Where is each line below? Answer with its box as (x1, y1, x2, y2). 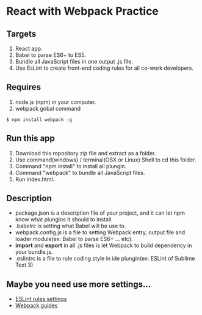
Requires (6, 82, 41, 92)
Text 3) (15, 261, 34, 269)
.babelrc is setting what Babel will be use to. (15, 222, 126, 230)
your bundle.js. (15, 248, 53, 256)
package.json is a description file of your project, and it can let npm (15, 209, 185, 217)
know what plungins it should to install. (15, 216, 113, 223)
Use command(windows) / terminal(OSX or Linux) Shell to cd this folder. (15, 156, 197, 163)
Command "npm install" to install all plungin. (15, 162, 127, 169)
